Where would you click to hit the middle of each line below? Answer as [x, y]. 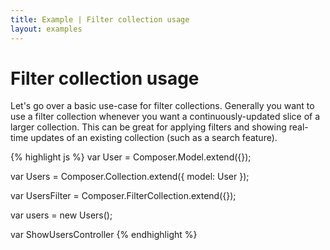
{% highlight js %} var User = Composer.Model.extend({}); [131, 157]
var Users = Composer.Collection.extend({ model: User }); [130, 177]
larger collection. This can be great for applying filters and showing [148, 127]
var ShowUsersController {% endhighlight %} [104, 235]
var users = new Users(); [61, 215]
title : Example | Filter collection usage [100, 19]
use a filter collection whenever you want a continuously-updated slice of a [165, 117]
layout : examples [46, 29]
